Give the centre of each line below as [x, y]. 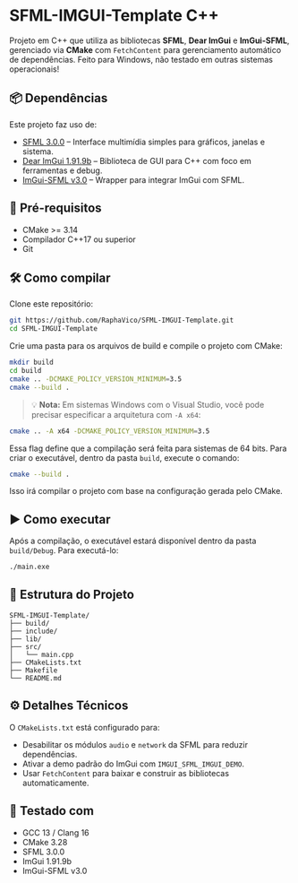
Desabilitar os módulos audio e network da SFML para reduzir [135, 744]
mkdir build [31, 363]
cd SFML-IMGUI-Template [54, 329]
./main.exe [30, 567]
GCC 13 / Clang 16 [55, 832]
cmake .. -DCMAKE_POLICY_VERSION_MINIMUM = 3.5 [95, 379]
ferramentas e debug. [62, 170]
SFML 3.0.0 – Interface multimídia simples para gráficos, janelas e [144, 142]
